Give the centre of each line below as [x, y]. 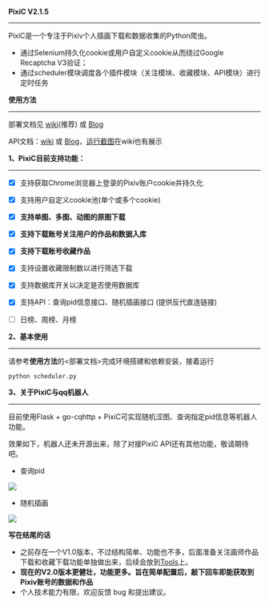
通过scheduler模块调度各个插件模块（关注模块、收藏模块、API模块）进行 [140, 73]
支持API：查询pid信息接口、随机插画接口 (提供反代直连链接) [118, 302]
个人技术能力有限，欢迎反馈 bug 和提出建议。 [95, 591]
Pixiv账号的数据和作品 [56, 582]
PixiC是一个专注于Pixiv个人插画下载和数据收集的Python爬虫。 [110, 36]
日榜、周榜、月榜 [48, 319]
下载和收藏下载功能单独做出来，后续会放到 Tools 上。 [106, 562]
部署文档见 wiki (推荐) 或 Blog [56, 124]
